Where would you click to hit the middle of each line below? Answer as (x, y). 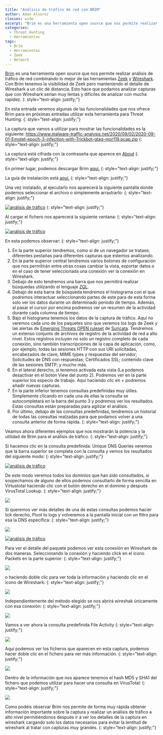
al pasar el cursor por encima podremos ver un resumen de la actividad (84, 308)
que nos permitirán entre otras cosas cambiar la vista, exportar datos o (83, 266)
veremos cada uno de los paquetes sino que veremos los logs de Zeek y (85, 323)
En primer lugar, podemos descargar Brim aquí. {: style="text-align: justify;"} (82, 169)
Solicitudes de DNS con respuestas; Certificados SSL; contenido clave (83, 359)
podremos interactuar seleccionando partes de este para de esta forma (84, 297)
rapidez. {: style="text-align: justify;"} (43, 100)
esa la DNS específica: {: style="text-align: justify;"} (57, 520)
